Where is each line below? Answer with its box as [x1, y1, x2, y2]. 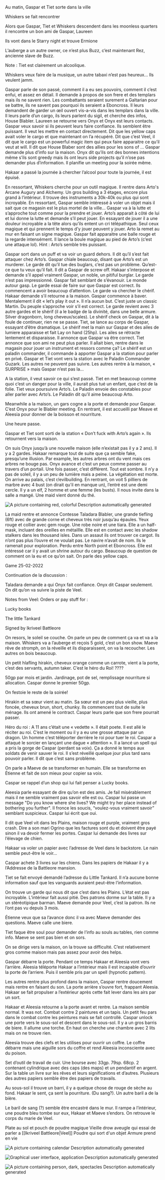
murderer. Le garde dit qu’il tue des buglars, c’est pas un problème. [5, 262, 141, 267]
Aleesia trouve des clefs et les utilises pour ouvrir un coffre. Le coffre [5, 1040, 145, 1045]
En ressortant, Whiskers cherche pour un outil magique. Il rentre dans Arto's [5, 184, 159, 190]
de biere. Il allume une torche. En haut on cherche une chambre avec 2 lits [5, 1025, 156, 1030]
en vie [5, 1135, 18, 1141]
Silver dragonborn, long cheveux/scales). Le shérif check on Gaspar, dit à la [5, 314, 159, 319]
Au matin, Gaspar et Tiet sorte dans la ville [5, 4, 91, 10]
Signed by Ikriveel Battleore [5, 625, 61, 631]
